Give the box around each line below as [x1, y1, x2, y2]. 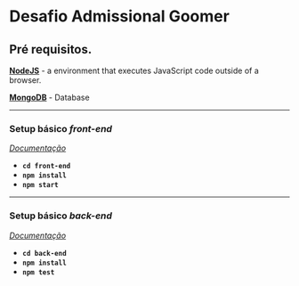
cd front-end [21, 162, 71, 171]
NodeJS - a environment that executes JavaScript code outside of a [9, 65, 260, 76]
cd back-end [21, 249, 67, 257]
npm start [21, 181, 60, 190]
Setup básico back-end [9, 209, 113, 222]
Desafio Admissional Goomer [9, 6, 230, 27]
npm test [21, 267, 55, 277]
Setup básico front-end [9, 122, 113, 135]
